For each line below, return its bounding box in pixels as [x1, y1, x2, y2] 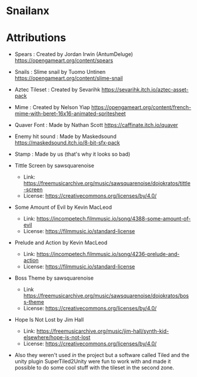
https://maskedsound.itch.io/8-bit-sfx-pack [14, 139, 121, 146]
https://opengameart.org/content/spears [14, 57, 113, 64]
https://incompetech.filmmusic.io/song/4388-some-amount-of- [36, 215, 191, 222]
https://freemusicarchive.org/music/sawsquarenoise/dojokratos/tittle [23, 180, 191, 187]
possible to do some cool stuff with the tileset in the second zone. [14, 364, 175, 371]
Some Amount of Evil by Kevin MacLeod [14, 204, 112, 211]
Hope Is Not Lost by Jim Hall [14, 316, 84, 323]
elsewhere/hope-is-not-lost [23, 334, 91, 341]
